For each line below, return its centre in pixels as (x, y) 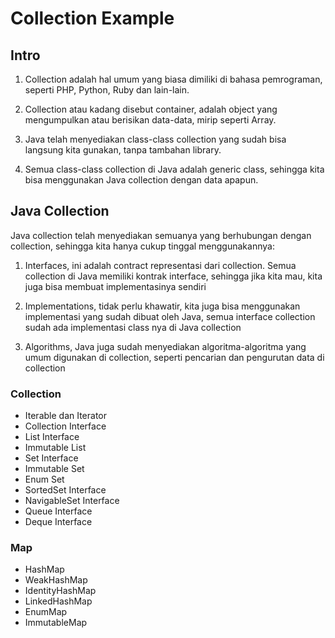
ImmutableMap (56, 623)
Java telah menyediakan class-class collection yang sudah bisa (155, 139)
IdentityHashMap (60, 591)
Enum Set (44, 479)
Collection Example (92, 18)
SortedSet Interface (65, 490)
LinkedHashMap (58, 601)
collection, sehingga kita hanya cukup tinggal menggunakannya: (142, 246)
